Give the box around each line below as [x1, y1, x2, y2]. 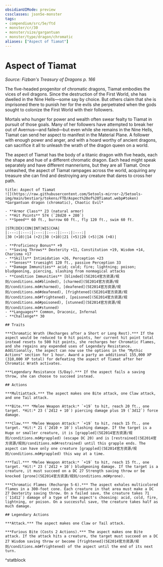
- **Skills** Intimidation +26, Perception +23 [5, 256, 104, 261]
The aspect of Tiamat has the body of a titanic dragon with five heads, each [5, 151, 158, 157]
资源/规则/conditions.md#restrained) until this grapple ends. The [8, 441, 146, 446]
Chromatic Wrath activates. [5, 361, 62, 366]
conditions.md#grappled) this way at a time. [11, 451, 105, 456]
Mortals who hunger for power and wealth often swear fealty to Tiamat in [5, 116, 152, 122]
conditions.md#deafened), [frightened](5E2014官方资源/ [11, 290, 124, 295]
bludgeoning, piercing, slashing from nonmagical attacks [5, 269, 125, 273]
